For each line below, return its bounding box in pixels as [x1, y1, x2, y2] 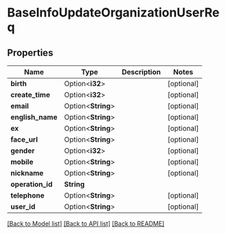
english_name [10, 112, 58, 122]
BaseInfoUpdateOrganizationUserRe [7, 5, 220, 21]
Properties [7, 47, 54, 58]
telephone [10, 191, 45, 200]
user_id [10, 202, 36, 211]
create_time [10, 90, 50, 99]
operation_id [10, 180, 53, 189]
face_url [10, 135, 38, 144]
